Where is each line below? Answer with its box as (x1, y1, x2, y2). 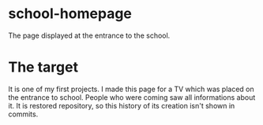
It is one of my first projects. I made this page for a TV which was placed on (8, 84, 254, 94)
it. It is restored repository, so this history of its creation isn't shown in (8, 101, 235, 110)
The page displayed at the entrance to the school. (8, 31, 171, 40)
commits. (8, 109, 39, 119)
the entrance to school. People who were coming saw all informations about (8, 92, 256, 102)
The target (8, 58, 79, 76)
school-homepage (8, 5, 133, 23)
